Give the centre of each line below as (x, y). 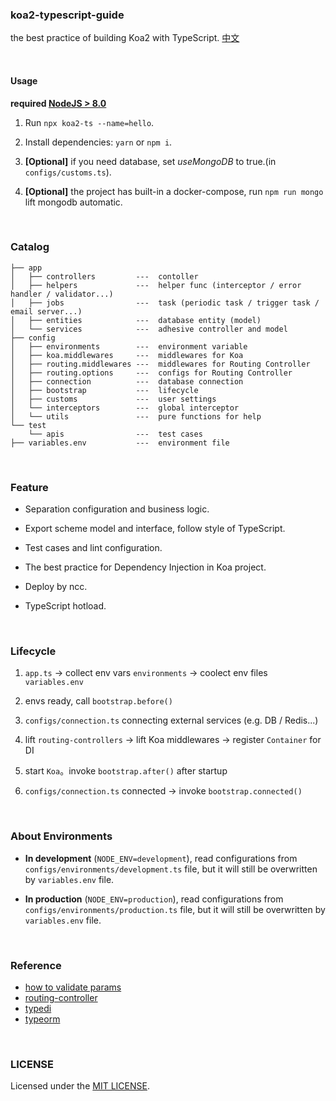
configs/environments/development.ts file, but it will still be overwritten (171, 869)
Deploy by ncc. (56, 587)
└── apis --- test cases (115, 434)
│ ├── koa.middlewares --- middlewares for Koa (127, 355)
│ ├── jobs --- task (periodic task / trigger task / (165, 303)
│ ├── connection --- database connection (127, 381)
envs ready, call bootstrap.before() (98, 701)
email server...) (46, 311)
